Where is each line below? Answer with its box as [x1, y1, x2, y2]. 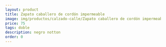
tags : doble [5, 25, 30, 30]
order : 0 [5, 35, 23, 40]
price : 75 [5, 21, 26, 26]
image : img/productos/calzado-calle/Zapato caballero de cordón [5, 16, 140, 21]
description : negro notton [5, 30, 61, 35]
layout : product [5, 7, 39, 12]
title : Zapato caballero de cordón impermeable [5, 12, 105, 17]
